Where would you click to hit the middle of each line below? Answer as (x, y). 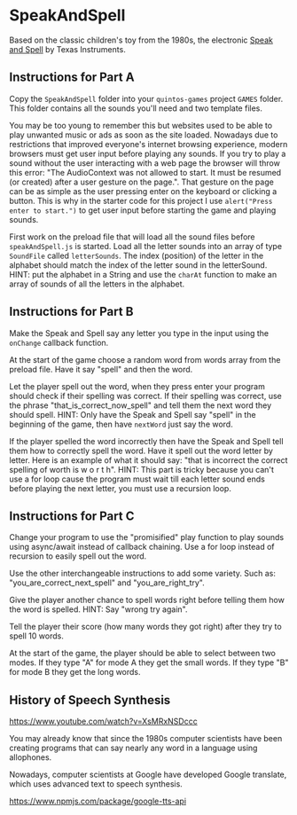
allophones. (31, 757)
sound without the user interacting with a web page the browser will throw (145, 163)
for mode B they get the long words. (75, 672)
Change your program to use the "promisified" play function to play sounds (147, 537)
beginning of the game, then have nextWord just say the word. (121, 424)
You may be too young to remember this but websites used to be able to (141, 125)
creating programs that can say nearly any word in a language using (133, 748)
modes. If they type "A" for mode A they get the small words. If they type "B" (149, 662)
